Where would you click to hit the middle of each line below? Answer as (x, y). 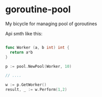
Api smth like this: (24, 33)
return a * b (21, 52)
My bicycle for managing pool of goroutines (51, 24)
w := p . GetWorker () (26, 85)
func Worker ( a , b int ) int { (37, 47)
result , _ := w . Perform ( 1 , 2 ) (36, 90)
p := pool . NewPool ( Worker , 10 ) (39, 66)
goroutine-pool (38, 9)
